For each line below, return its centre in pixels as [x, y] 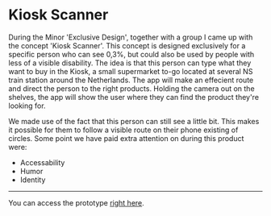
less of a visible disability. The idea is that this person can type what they [130, 63]
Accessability [42, 162]
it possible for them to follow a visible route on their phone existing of [123, 130]
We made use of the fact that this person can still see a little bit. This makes [134, 121]
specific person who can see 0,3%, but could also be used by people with [131, 54]
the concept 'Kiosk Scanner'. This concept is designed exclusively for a [127, 45]
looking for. [27, 106]
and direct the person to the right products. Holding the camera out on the [132, 88]
